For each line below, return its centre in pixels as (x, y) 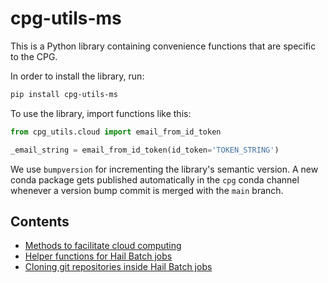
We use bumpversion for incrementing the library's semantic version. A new (164, 169)
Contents (40, 221)
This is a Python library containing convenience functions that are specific (163, 46)
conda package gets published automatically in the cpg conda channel (155, 179)
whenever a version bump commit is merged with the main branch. (147, 190)
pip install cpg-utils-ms (64, 94)
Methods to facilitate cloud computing (103, 246)
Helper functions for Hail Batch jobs (98, 256)
